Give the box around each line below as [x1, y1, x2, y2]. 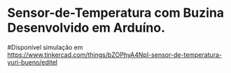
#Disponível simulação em [7, 43, 83, 51]
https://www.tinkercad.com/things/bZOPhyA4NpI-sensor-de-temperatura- [7, 51, 223, 59]
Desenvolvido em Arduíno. [7, 20, 166, 36]
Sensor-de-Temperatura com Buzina [7, 5, 225, 21]
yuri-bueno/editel [7, 58, 58, 66]
